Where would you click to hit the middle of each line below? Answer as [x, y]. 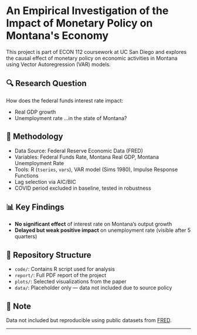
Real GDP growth [35, 112]
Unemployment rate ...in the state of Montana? [71, 118]
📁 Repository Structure [49, 255]
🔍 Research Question [46, 83]
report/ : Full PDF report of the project [60, 275]
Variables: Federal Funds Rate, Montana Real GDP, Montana [87, 157]
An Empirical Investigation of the [87, 11]
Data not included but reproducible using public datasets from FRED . [89, 320]
